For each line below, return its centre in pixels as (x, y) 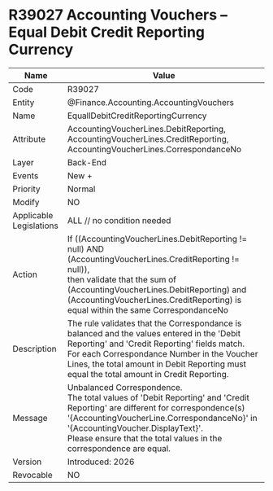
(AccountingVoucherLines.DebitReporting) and (157, 289)
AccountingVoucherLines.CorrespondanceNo (154, 149)
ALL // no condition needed (119, 220)
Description (35, 349)
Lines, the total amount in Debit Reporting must (156, 364)
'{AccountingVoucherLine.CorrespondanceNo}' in (162, 418)
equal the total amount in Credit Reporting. (148, 374)
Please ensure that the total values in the (145, 438)
